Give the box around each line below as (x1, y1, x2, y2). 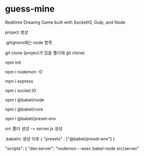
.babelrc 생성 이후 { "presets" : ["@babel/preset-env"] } (5, 136, 115, 142)
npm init (5, 59, 21, 65)
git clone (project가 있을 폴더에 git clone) (5, 50, 85, 56)
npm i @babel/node (5, 97, 45, 102)
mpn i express (5, 78, 33, 84)
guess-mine (5, 3, 55, 14)
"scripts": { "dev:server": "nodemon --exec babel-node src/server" (5, 145, 140, 151)
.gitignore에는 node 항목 (5, 40, 52, 45)
